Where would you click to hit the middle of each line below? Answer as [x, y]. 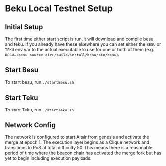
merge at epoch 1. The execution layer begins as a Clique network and [77, 142]
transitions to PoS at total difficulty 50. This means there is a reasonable [79, 148]
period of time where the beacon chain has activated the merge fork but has [83, 153]
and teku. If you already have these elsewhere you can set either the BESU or [83, 44]
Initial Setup [24, 27]
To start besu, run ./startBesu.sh [40, 82]
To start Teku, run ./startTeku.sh [40, 110]
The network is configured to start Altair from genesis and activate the [77, 137]
